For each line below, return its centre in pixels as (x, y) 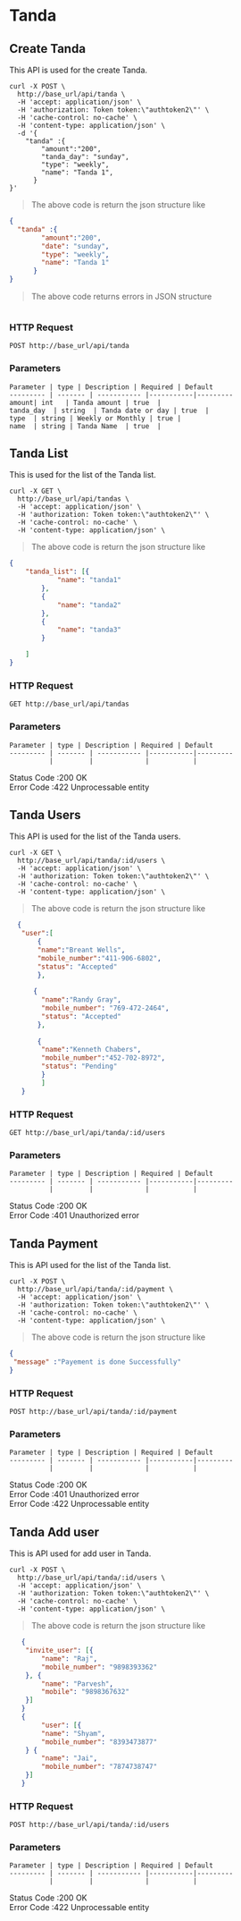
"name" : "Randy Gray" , (82, 1000)
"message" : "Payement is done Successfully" (97, 1362)
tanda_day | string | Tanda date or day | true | (109, 410)
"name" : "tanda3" (89, 630)
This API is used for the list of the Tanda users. (95, 836)
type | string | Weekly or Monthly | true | (95, 418)
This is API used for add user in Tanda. (80, 1553)
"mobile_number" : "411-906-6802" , (100, 958)
